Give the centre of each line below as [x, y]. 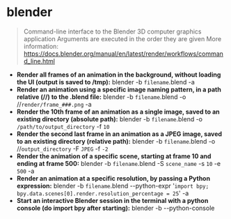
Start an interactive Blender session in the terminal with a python [112, 200]
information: [41, 46]
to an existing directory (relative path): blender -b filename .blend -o [116, 141]
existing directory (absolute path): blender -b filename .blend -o [110, 119]
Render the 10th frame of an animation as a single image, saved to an [118, 112]
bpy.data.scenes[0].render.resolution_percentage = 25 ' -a [103, 193]
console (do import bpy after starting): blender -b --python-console [115, 208]
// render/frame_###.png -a [54, 104]
